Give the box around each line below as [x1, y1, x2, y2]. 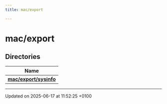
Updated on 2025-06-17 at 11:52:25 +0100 [5, 93, 92, 99]
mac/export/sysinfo [7, 75, 56, 82]
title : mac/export [5, 7, 43, 12]
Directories [5, 52, 41, 61]
